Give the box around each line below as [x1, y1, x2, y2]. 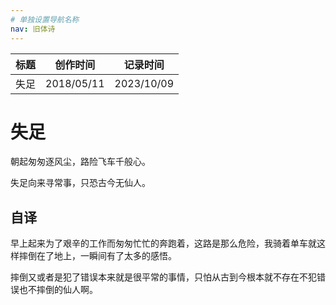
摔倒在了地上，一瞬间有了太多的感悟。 [18, 250, 177, 262]
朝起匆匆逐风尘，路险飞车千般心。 [10, 156, 151, 168]
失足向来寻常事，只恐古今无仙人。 [10, 177, 151, 189]
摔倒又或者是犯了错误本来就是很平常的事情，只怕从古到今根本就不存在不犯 [10, 271, 317, 283]
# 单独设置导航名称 [10, 14, 80, 25]
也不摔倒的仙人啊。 [18, 284, 98, 296]
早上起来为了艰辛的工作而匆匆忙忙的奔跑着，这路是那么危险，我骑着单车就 [10, 237, 317, 250]
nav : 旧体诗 [10, 24, 56, 34]
